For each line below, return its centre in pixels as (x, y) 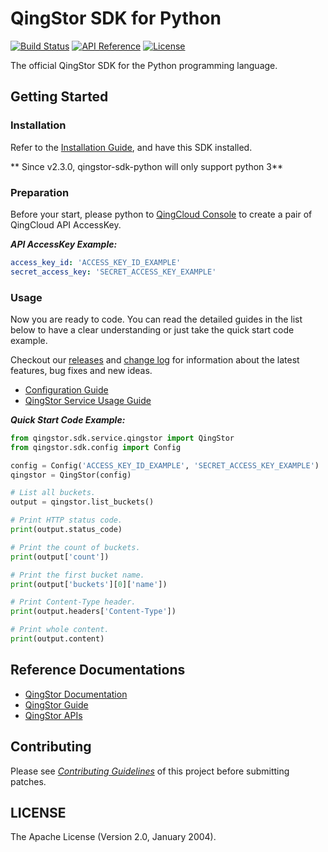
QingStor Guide (56, 704)
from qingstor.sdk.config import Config (96, 447)
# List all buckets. (53, 493)
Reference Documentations (98, 670)
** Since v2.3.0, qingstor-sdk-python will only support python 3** (146, 166)
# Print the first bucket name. (77, 575)
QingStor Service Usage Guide (88, 400)
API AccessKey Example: (64, 244)
